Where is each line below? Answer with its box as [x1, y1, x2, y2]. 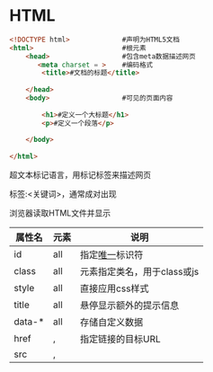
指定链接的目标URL [79, 333, 162, 346]
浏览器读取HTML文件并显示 [9, 208, 111, 218]
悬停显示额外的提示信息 [79, 299, 180, 312]
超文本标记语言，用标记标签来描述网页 [9, 170, 151, 181]
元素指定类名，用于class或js [79, 266, 200, 279]
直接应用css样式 [79, 282, 149, 295]
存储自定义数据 [79, 316, 144, 329]
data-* [13, 315, 45, 328]
